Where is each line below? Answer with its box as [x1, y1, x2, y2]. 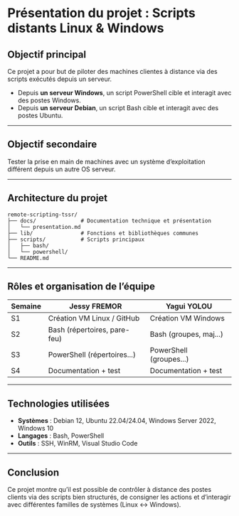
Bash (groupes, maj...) [149, 329, 224, 339]
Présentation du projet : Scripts [7, 5, 196, 21]
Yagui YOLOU [166, 301, 213, 311]
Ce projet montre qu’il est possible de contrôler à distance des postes [7, 485, 212, 494]
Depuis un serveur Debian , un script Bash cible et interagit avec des [17, 104, 219, 112]
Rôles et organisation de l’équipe [7, 281, 155, 293]
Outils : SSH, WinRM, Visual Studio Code [17, 439, 138, 448]
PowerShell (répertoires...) [48, 350, 137, 360]
